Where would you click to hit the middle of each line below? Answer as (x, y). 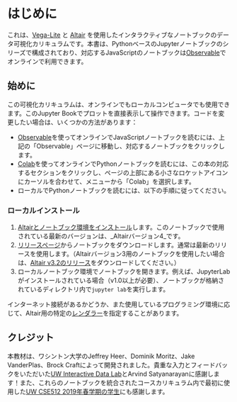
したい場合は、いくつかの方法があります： (75, 122)
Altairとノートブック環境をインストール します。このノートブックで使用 (121, 228)
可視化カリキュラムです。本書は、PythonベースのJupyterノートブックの (118, 43)
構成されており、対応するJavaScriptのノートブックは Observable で (129, 52)
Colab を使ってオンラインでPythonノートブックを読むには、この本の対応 (123, 164)
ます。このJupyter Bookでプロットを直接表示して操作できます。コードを (113, 113)
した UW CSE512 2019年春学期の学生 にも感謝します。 (91, 391)
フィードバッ (209, 364)
